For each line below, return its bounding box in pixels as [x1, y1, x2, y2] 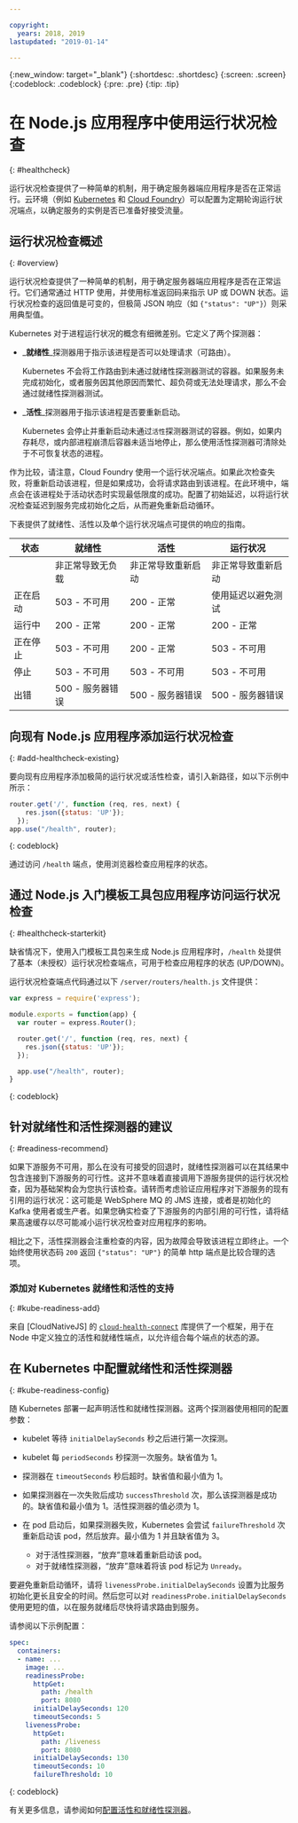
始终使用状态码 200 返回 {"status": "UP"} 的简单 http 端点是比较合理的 [9, 1247, 268, 1258]
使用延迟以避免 [211, 589, 274, 601]
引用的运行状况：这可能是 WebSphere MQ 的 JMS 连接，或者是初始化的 [9, 1195, 271, 1206]
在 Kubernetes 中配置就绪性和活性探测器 [9, 1361, 233, 1376]
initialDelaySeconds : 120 [32, 1704, 129, 1713]
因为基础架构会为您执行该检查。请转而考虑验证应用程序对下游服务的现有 [24, 1183, 289, 1194]
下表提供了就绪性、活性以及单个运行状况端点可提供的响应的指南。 [9, 519, 250, 530]
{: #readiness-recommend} [9, 1143, 109, 1154]
